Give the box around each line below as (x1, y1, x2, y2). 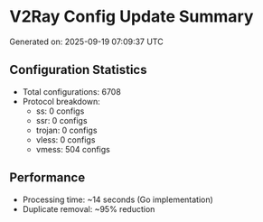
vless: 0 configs (35, 134, 96, 145)
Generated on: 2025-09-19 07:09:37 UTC (9, 36, 164, 47)
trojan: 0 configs (35, 125, 98, 135)
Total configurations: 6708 (22, 86, 122, 97)
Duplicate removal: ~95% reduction (22, 203, 155, 214)
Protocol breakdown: (22, 96, 101, 106)
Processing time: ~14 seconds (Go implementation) (22, 194, 214, 205)
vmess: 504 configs (35, 143, 110, 154)
